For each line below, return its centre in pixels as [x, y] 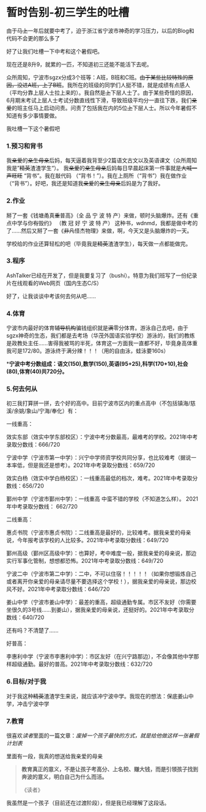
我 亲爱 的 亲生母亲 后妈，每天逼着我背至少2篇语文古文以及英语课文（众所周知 [102, 160]
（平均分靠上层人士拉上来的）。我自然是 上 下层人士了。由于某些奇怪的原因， [101, 92]
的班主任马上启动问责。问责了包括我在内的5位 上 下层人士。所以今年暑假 [102, 108]
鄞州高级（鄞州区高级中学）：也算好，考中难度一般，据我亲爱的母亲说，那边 [101, 553]
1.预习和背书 [24, 146]
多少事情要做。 [41, 115]
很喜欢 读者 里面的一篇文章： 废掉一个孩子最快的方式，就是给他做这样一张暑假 [103, 736]
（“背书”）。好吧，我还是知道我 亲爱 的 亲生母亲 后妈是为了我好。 [85, 184]
